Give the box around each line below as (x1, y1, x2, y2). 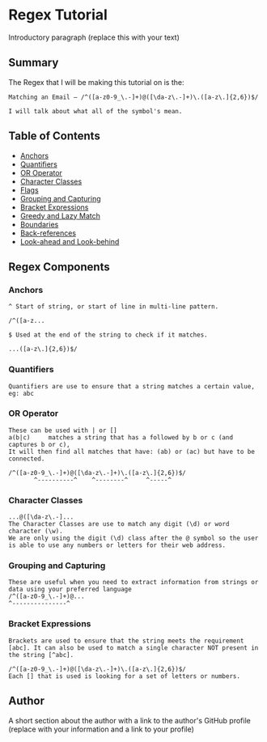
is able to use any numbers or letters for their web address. (8, 541, 227, 549)
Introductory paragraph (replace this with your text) (8, 32, 180, 42)
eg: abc (8, 389, 35, 397)
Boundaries (19, 219, 59, 229)
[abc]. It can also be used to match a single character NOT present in (8, 643, 259, 652)
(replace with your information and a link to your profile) (8, 724, 194, 734)
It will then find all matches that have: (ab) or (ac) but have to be (8, 447, 255, 456)
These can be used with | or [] (8, 426, 117, 435)
